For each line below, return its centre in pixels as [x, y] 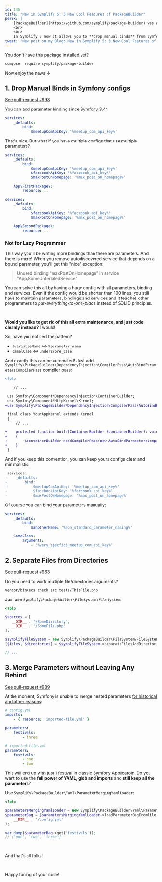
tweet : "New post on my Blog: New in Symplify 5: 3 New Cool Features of [81, 41]
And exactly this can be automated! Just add [49, 361]
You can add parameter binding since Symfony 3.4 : [56, 109]
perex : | [14, 18]
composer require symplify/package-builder [49, 63]
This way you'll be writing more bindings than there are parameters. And [77, 254]
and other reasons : [24, 701]
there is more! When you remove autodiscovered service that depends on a [80, 259]
